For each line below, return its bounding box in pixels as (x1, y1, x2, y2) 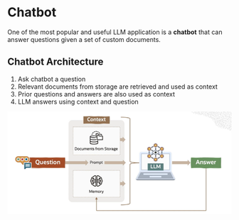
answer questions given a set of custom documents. (7, 35, 161, 43)
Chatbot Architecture (7, 56, 104, 68)
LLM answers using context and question (17, 97, 139, 106)
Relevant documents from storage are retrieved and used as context (17, 82, 218, 91)
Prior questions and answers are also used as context (17, 89, 176, 98)
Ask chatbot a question (17, 75, 86, 83)
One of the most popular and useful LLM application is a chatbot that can (7, 28, 223, 36)
